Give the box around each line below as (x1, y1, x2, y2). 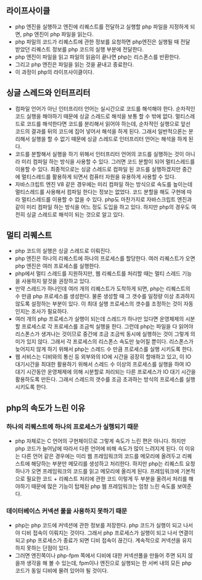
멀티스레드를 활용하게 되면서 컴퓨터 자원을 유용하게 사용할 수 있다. (21, 173, 176, 180)
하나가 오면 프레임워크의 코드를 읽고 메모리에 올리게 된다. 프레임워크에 (14, 468, 180, 475)
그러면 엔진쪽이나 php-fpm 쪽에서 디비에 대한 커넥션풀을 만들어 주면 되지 (14, 552, 187, 559)
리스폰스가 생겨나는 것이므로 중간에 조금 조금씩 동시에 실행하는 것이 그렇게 (14, 330, 189, 337)
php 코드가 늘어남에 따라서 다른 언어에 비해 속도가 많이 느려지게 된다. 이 (14, 445, 184, 452)
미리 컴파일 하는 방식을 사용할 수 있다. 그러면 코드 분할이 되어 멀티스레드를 (21, 158, 195, 165)
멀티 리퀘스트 (6, 230, 52, 241)
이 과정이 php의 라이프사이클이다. (14, 68, 95, 76)
